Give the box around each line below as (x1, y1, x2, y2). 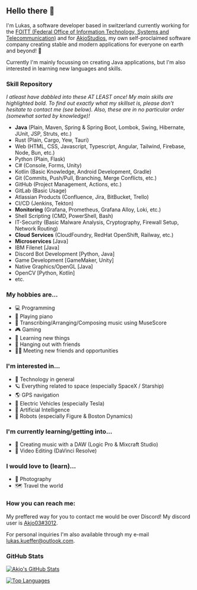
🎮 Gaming (14, 326, 42, 333)
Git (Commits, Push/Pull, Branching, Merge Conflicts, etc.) (14, 174, 157, 182)
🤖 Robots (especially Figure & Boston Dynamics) (14, 412, 133, 420)
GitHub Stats (6, 552, 44, 560)
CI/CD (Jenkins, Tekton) (14, 200, 74, 207)
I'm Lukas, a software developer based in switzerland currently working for (6, 21, 190, 29)
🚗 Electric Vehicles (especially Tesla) (14, 399, 105, 407)
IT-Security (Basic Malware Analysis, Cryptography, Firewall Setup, (14, 218, 179, 226)
